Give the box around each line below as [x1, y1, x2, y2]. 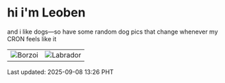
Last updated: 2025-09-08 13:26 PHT [7, 67, 115, 76]
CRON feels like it [7, 34, 57, 43]
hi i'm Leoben [7, 5, 86, 21]
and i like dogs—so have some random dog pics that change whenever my [7, 27, 218, 36]
